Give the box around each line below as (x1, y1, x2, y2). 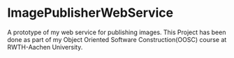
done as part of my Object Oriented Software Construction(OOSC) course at (7, 35, 227, 43)
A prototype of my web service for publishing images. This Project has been (7, 28, 226, 36)
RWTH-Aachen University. (7, 43, 83, 51)
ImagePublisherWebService (7, 5, 174, 21)
